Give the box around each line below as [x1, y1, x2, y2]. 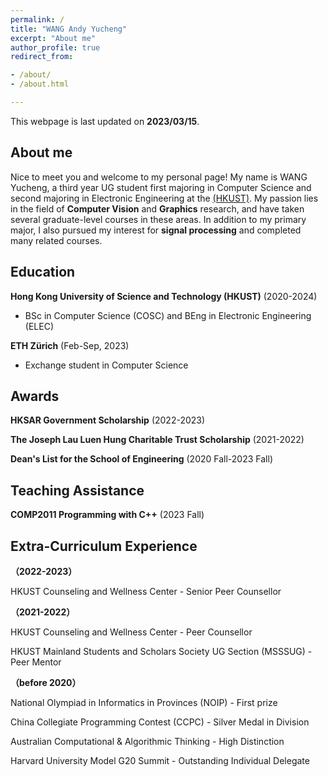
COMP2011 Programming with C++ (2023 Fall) [10, 509, 205, 521]
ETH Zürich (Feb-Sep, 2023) [10, 339, 130, 351]
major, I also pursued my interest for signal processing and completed [10, 224, 302, 236]
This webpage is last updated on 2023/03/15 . [10, 115, 200, 127]
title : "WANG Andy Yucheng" [10, 24, 128, 34]
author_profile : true [10, 42, 101, 53]
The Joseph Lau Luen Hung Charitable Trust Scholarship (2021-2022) [10, 434, 305, 446]
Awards [10, 387, 60, 405]
